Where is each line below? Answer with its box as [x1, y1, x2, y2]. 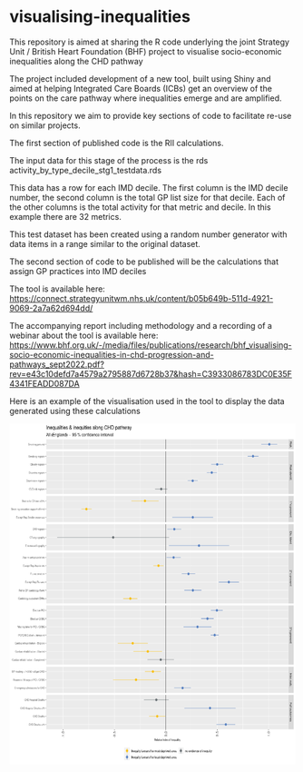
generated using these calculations [9, 405, 141, 416]
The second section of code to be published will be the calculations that [9, 256, 279, 267]
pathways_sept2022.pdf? [9, 359, 104, 370]
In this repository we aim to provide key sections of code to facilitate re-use [9, 110, 292, 121]
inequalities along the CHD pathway [9, 55, 143, 66]
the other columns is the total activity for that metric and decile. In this [9, 202, 271, 213]
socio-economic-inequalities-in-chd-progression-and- [9, 349, 215, 360]
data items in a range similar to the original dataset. [9, 238, 201, 249]
